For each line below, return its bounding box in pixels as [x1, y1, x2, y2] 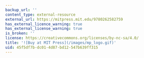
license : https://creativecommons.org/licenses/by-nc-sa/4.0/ [5, 36, 139, 41]
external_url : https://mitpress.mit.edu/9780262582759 [5, 17, 123, 22]
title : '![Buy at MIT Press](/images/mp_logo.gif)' [5, 40, 116, 45]
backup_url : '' [5, 7, 37, 13]
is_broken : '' [5, 31, 35, 36]
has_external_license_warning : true [5, 26, 82, 31]
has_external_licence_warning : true [5, 21, 82, 27]
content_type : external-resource [5, 12, 76, 17]
